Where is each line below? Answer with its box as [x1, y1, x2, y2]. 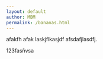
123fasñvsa [6, 47, 34, 54]
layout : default [6, 8, 46, 15]
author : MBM [6, 14, 36, 20]
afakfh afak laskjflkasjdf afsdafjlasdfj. [6, 36, 98, 43]
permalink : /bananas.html [6, 19, 70, 25]
